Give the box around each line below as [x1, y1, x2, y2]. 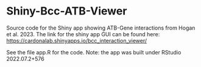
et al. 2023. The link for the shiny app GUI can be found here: [6, 30, 160, 37]
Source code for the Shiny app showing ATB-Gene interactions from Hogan [6, 24, 196, 31]
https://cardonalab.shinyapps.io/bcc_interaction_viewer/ [6, 37, 147, 44]
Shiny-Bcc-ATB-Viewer [6, 4, 127, 18]
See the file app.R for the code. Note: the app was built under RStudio [6, 48, 182, 56]
